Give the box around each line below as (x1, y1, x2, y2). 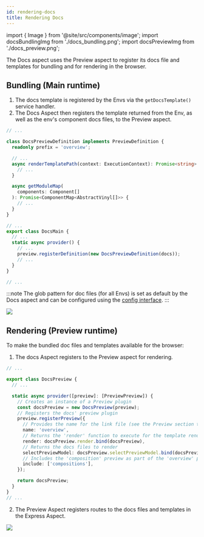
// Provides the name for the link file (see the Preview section (22, 421, 194, 427)
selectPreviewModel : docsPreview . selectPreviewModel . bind (22, 449, 172, 456)
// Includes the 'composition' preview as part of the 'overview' (22, 455, 194, 461)
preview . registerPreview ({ (17, 416, 86, 422)
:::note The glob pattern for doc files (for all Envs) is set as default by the (6, 290, 188, 297)
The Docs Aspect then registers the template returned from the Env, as (15, 109, 192, 116)
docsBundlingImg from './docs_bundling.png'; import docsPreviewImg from (6, 38, 195, 45)
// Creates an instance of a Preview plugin (17, 399, 132, 405)
